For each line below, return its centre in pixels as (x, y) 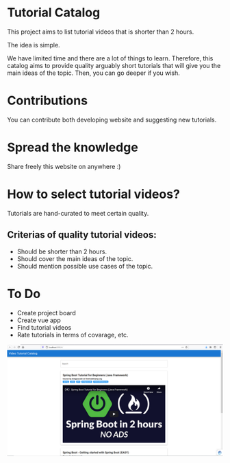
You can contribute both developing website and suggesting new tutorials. (112, 120)
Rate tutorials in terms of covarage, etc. (73, 335)
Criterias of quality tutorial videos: (82, 235)
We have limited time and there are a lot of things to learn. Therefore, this (110, 58)
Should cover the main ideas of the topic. (75, 258)
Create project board (47, 313)
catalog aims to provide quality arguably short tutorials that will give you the (114, 65)
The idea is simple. (34, 45)
